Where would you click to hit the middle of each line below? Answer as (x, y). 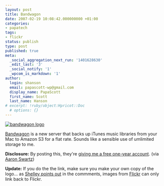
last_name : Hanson (29, 101)
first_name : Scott (29, 96)
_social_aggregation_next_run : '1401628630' (56, 60)
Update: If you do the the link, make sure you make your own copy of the (80, 168)
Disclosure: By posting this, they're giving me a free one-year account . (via (82, 154)
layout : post (19, 10)
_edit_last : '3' (26, 64)
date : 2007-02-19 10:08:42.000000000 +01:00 (52, 19)
